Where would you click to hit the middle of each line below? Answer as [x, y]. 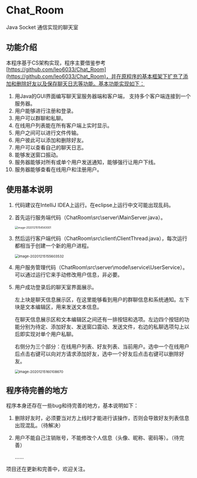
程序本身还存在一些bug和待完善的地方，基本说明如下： [72, 406]
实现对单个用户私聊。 [51, 334]
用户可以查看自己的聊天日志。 [50, 147]
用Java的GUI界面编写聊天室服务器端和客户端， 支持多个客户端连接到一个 [103, 96]
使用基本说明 [29, 190]
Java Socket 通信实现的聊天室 [42, 27]
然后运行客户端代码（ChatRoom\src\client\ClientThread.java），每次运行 [101, 238]
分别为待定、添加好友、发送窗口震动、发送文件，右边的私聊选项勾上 [102, 327]
